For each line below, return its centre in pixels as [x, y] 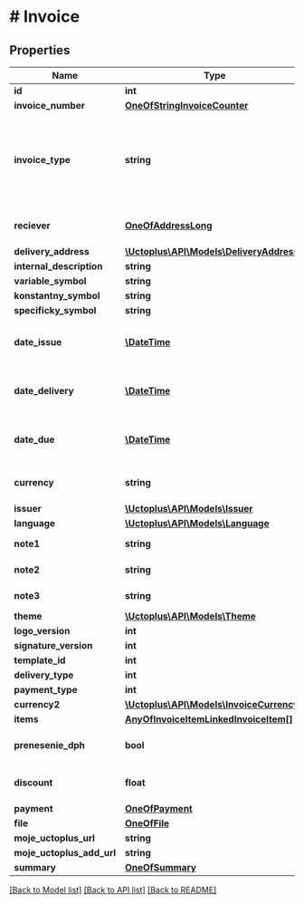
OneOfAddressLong [169, 226]
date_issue [38, 342]
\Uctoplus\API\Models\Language [197, 523]
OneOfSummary [161, 867]
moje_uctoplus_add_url [65, 853]
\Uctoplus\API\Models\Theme [190, 616]
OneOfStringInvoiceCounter [187, 106]
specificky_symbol [55, 310]
